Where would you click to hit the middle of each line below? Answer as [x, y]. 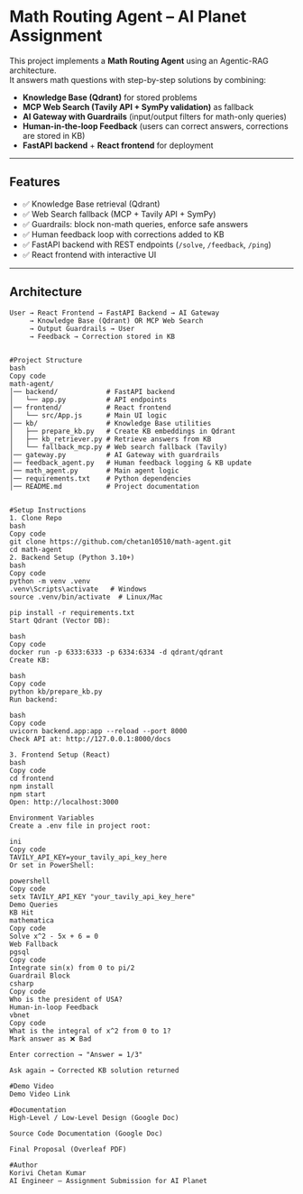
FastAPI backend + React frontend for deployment [118, 145]
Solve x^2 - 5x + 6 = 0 [54, 936]
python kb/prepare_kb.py [56, 692]
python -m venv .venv [50, 581]
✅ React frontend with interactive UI [89, 254]
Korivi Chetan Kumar [48, 1173]
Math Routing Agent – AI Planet [128, 17]
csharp [22, 983]
